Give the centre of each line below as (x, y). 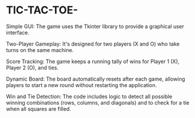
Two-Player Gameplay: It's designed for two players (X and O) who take (93, 44)
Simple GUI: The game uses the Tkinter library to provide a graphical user (95, 26)
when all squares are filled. (39, 109)
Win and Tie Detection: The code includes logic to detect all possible (89, 96)
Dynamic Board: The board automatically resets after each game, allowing (96, 79)
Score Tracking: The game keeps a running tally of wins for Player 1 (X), (93, 61)
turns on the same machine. (40, 50)
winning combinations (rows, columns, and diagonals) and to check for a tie (98, 102)
